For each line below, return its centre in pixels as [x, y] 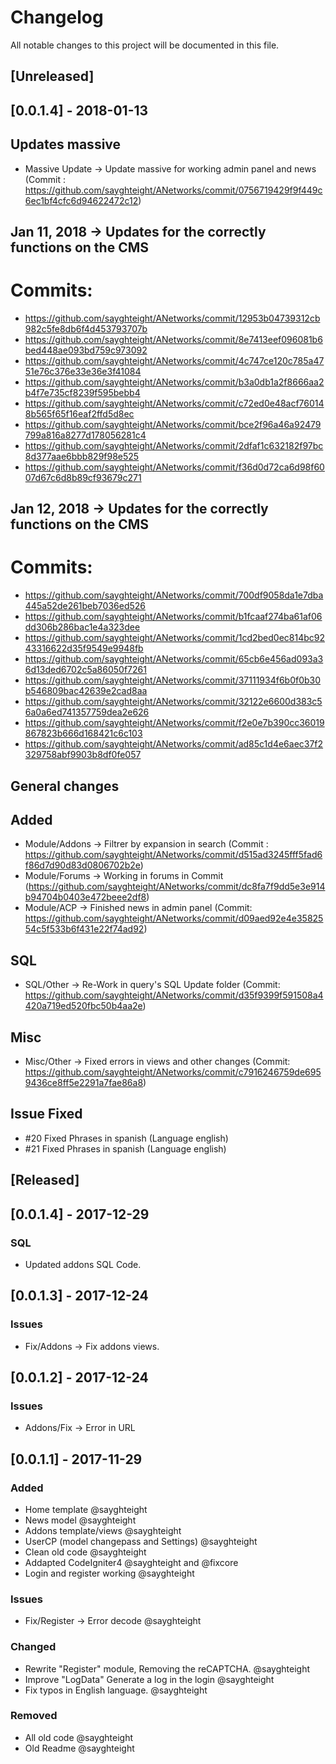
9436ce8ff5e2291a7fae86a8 [84, 1083]
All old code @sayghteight [79, 1737]
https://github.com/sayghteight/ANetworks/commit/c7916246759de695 [173, 1072]
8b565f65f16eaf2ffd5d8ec [79, 413]
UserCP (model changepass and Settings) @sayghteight [141, 1541]
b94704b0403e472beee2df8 [85, 897]
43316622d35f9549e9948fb [84, 648]
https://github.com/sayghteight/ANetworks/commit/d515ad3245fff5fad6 [173, 855]
